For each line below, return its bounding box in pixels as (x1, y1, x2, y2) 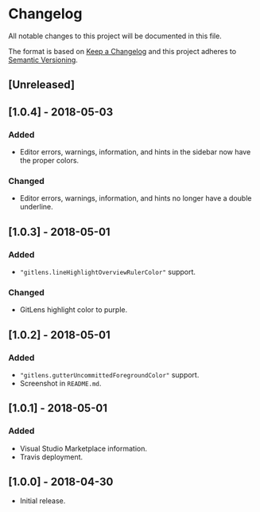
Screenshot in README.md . (19, 378, 102, 388)
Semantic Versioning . (8, 55, 78, 64)
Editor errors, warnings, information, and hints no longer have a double (19, 193, 252, 203)
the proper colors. (19, 156, 80, 166)
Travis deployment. (19, 451, 83, 462)
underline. (19, 202, 53, 212)
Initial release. (19, 496, 66, 506)
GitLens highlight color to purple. (19, 305, 128, 315)
